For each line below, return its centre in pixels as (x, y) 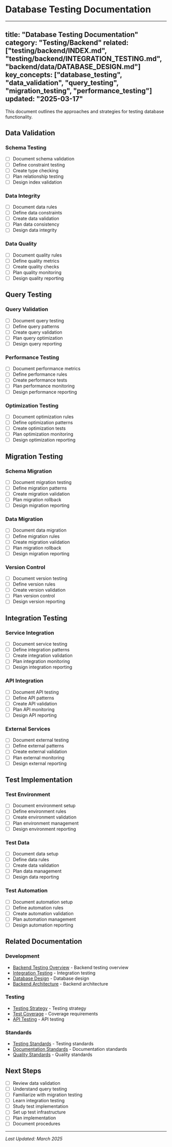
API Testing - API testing (38, 1019)
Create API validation (35, 703)
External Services (28, 729)
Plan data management (37, 871)
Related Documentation (44, 942)
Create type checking (36, 170)
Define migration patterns (40, 488)
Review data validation (36, 1083)
